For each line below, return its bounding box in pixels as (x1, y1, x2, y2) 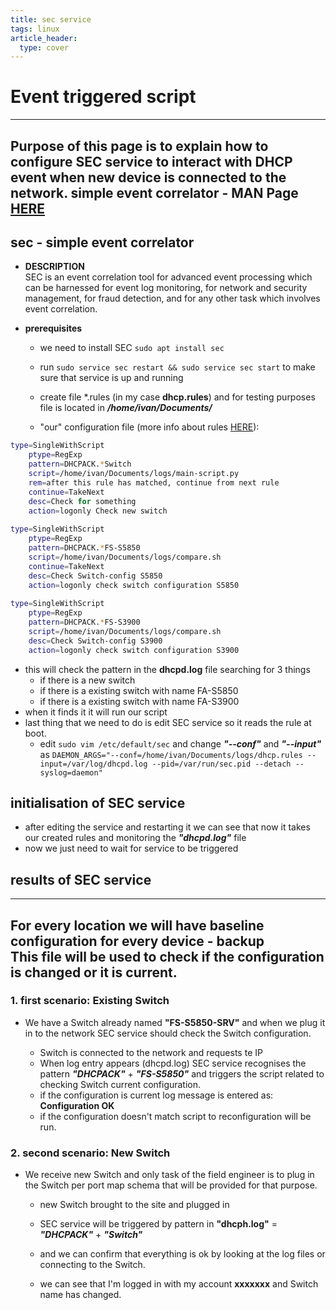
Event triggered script (10, 86, 197, 108)
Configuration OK (39, 1099, 115, 1111)
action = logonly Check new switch (28, 506, 168, 516)
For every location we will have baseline (10, 917, 265, 934)
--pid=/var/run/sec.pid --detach (151, 759, 292, 769)
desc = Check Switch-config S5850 (28, 571, 163, 581)
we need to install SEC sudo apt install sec (39, 342, 225, 354)
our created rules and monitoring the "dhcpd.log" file (24, 832, 247, 844)
